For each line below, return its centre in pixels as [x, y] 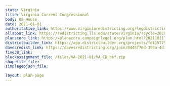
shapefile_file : [22, 62]
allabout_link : [21, 33]
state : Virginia [22, 10]
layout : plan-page [25, 76]
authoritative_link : [27, 29]
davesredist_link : [25, 48]
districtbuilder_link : [29, 43]
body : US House [21, 19]
